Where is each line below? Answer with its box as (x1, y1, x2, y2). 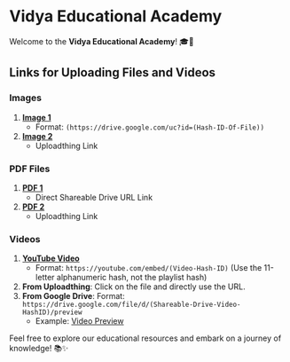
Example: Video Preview (35, 316, 124, 327)
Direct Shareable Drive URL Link (35, 192, 153, 202)
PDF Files (9, 162, 51, 175)
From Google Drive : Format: (21, 291, 126, 302)
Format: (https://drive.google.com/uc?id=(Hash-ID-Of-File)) (35, 122, 264, 132)
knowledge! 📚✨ (9, 343, 69, 354)
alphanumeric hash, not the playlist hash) (56, 272, 208, 283)
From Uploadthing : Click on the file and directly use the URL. (21, 281, 246, 292)
